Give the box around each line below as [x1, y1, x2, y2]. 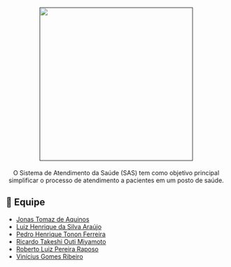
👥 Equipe [6, 196, 45, 208]
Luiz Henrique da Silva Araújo [15, 222, 102, 231]
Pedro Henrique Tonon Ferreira [15, 230, 106, 238]
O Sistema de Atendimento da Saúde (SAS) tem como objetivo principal [13, 168, 220, 177]
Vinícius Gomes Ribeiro [15, 252, 84, 261]
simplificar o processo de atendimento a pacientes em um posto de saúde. [8, 176, 224, 184]
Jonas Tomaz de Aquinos [15, 214, 90, 224]
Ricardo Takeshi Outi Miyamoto [15, 237, 106, 245]
